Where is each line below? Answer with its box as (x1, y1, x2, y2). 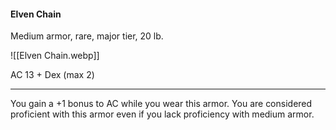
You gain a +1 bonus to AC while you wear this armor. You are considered (10, 98, 313, 110)
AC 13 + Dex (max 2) (10, 69, 95, 81)
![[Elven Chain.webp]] (10, 50, 100, 62)
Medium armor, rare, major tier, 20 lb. (10, 30, 164, 42)
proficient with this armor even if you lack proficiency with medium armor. (10, 108, 315, 120)
